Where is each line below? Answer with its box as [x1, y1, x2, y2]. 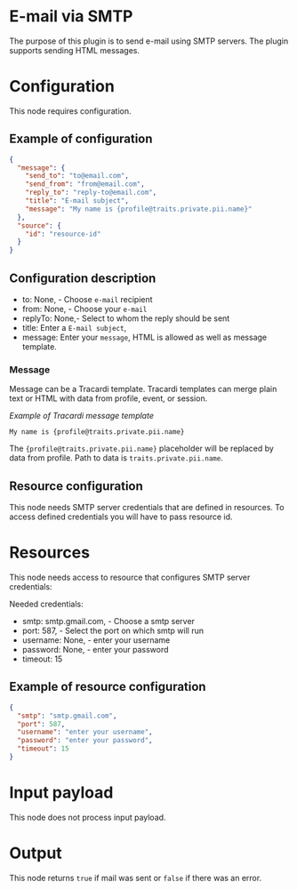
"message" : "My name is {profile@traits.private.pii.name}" [25, 204, 253, 213]
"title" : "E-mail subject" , [25, 196, 129, 205]
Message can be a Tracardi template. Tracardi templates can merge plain [9, 384, 277, 395]
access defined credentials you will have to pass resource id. [9, 511, 233, 522]
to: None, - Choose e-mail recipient [21, 294, 153, 304]
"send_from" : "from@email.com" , [25, 180, 145, 188]
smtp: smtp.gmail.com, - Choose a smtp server [21, 616, 196, 627]
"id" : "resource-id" [25, 229, 101, 238]
